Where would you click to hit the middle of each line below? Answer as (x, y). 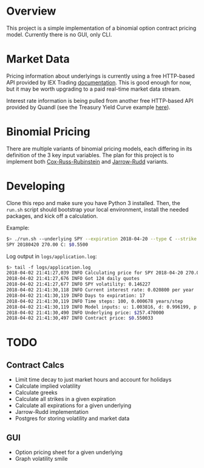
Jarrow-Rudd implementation (52, 412)
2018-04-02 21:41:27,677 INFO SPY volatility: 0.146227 (78, 284)
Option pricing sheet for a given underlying (69, 452)
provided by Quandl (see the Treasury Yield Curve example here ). (89, 107)
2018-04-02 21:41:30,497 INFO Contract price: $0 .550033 (80, 318)
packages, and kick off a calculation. (52, 216)
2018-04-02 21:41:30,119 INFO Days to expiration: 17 (76, 295)
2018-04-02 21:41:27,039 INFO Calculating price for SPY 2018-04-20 (95, 273)
